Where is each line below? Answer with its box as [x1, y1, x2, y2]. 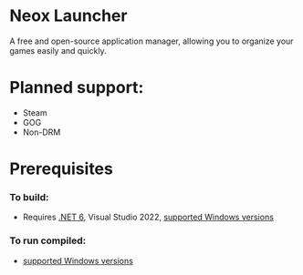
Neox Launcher [9, 5, 128, 26]
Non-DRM [22, 127, 61, 137]
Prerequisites [9, 158, 114, 179]
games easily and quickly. [9, 45, 107, 56]
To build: [9, 190, 49, 203]
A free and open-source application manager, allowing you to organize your [9, 36, 294, 46]
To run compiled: [9, 234, 87, 247]
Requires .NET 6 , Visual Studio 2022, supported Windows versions [22, 211, 274, 223]
